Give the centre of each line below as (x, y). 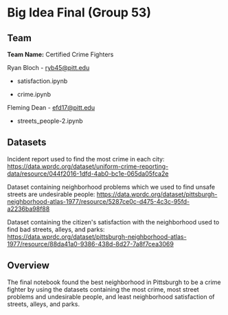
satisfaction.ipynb (42, 81)
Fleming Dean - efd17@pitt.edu (51, 107)
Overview (28, 266)
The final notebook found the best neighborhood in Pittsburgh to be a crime (114, 282)
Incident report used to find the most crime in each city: (86, 159)
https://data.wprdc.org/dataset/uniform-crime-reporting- (88, 166)
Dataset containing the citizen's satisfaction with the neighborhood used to (113, 222)
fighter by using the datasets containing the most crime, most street (103, 289)
